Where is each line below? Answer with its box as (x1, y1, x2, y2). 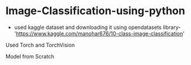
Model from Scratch (5, 53, 55, 60)
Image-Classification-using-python (5, 4, 185, 18)
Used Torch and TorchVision (5, 41, 75, 48)
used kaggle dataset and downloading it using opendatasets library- (14, 24, 182, 31)
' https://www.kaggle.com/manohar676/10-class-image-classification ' (14, 30, 185, 37)
